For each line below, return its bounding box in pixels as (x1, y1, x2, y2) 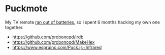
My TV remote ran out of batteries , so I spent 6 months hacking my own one (5, 19, 160, 25)
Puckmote (5, 3, 48, 14)
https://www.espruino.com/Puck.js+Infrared (12, 44, 102, 50)
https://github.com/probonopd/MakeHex (12, 39, 95, 45)
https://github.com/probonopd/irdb (12, 34, 84, 40)
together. (5, 24, 24, 30)
